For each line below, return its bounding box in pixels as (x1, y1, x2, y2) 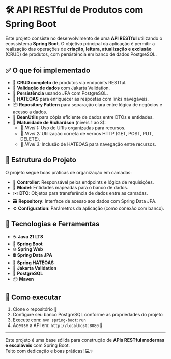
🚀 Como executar (5, 292, 61, 301)
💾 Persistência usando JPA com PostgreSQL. (12, 90, 108, 96)
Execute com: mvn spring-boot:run (12, 317, 87, 323)
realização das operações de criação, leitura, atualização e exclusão (5, 46, 152, 52)
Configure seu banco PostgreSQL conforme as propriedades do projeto (12, 312, 163, 318)
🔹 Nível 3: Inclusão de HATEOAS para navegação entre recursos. (20, 141, 156, 147)
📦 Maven (12, 276, 34, 282)
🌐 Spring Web (12, 246, 43, 252)
